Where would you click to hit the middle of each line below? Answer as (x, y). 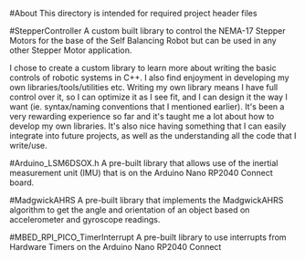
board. (22, 182)
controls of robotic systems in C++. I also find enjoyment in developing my (149, 78)
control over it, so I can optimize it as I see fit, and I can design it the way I (148, 97)
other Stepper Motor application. (71, 50)
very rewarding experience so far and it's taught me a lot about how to (142, 116)
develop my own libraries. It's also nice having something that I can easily (148, 126)
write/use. (28, 146)
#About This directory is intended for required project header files (133, 13)
